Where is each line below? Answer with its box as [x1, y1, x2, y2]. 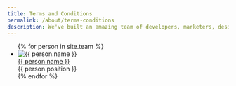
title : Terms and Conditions [7, 10, 93, 17]
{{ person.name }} [17, 57, 70, 66]
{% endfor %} [17, 72, 58, 80]
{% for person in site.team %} [17, 43, 104, 51]
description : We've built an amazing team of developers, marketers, [7, 23, 216, 30]
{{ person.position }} [17, 64, 77, 73]
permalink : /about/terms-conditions [7, 17, 114, 24]
